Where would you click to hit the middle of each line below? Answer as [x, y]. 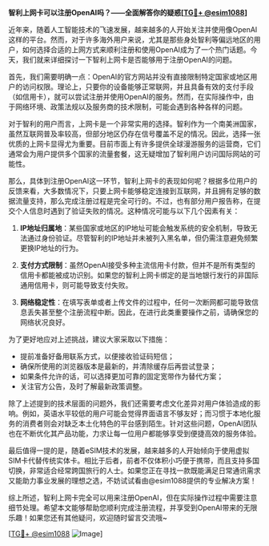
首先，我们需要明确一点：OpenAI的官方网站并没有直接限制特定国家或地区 [129, 77]
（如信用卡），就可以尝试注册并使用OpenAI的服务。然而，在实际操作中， [128, 97]
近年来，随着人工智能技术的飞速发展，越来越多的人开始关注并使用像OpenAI [133, 30]
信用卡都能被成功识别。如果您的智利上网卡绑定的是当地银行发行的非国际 [139, 275]
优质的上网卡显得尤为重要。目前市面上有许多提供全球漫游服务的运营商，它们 [134, 144]
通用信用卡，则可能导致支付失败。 [76, 285]
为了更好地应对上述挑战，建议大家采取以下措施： [89, 339]
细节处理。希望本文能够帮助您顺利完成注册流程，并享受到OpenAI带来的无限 [133, 508]
